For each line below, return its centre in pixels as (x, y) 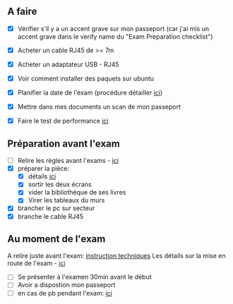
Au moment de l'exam (56, 239)
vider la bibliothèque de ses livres (77, 193)
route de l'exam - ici (36, 263)
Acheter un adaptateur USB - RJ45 (68, 64)
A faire (22, 12)
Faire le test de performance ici (63, 121)
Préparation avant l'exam (64, 144)
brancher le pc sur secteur (56, 208)
